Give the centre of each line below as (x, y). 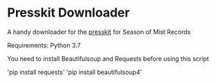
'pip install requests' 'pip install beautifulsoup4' (75, 72)
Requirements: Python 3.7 (44, 45)
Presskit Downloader (69, 13)
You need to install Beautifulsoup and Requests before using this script (108, 58)
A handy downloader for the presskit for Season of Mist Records (99, 32)
